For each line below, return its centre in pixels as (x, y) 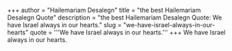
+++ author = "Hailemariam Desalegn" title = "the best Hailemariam (104, 10)
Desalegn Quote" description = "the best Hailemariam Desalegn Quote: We (115, 17)
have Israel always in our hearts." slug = (64, 25)
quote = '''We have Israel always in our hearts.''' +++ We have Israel (128, 32)
